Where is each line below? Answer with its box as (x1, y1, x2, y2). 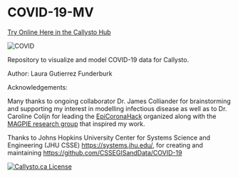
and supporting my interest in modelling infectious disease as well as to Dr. (7, 104, 227, 112)
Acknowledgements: (7, 83, 68, 91)
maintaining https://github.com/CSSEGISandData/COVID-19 (7, 148, 182, 157)
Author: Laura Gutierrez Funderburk (7, 69, 113, 78)
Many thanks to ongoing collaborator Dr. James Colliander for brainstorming (7, 97, 232, 105)
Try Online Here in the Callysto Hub (7, 28, 112, 36)
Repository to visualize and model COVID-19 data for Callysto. (7, 55, 190, 64)
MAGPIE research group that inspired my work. (7, 119, 145, 128)
